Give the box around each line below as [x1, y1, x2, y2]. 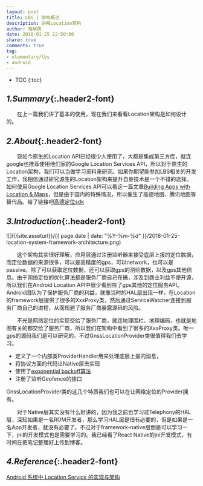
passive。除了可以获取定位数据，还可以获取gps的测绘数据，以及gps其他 [6, 266, 187, 273]
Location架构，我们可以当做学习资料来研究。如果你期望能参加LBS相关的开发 [6, 168, 197, 176]
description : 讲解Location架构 [6, 20, 82, 26]
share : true [6, 37, 36, 43]
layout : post [6, 8, 39, 15]
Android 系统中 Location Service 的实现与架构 [6, 473, 120, 481]
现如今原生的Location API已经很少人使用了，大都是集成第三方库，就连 [17, 153, 192, 160]
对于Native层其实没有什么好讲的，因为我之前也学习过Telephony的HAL [17, 408, 192, 415]
